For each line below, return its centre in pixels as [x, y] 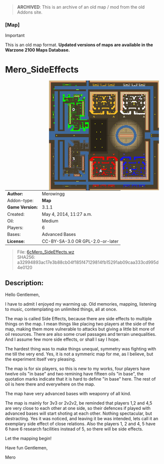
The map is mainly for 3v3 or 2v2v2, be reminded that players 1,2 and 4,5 [79, 403]
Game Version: [22, 207]
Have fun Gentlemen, [26, 448]
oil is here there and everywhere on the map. [50, 384]
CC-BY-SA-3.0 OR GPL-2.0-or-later [80, 241]
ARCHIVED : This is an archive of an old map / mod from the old [81, 7]
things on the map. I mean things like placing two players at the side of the [80, 324]
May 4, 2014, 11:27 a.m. [67, 214]
